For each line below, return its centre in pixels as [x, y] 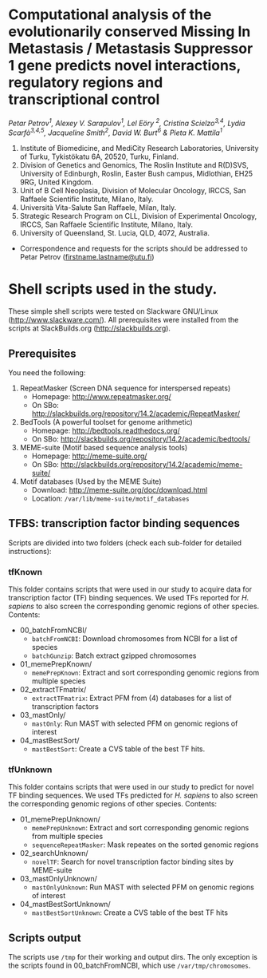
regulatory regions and [86, 83]
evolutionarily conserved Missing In [130, 32]
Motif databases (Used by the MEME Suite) [90, 481]
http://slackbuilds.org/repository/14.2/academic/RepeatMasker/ [136, 414]
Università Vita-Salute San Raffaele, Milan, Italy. [98, 208]
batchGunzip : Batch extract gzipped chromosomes [114, 655]
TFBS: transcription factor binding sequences [124, 523]
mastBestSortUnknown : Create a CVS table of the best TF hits [130, 913]
